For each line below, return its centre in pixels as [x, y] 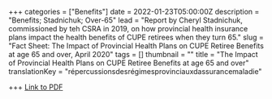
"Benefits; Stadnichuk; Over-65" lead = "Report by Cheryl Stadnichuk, [126, 20]
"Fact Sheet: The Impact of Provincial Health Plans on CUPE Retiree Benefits [136, 46]
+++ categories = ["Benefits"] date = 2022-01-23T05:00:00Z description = [134, 12]
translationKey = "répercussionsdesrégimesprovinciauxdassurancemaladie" [135, 71]
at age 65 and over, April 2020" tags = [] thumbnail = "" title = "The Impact [133, 54]
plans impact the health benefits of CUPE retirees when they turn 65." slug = [136, 37]
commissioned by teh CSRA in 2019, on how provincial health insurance [128, 29]
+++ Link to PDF [36, 87]
